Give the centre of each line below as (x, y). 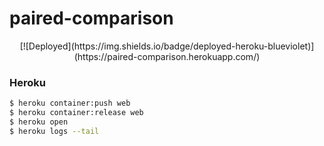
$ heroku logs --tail (54, 131)
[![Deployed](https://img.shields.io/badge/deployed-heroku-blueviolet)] (167, 46)
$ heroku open (39, 122)
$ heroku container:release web (76, 113)
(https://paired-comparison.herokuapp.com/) (167, 56)
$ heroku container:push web (70, 103)
